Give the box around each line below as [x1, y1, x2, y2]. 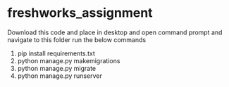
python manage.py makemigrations [17, 56, 120, 65]
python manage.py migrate [17, 64, 97, 72]
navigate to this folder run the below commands [7, 35, 147, 43]
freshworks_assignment [7, 5, 153, 21]
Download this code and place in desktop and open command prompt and [7, 28, 223, 36]
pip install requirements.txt [17, 49, 95, 58]
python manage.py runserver [17, 72, 102, 80]
